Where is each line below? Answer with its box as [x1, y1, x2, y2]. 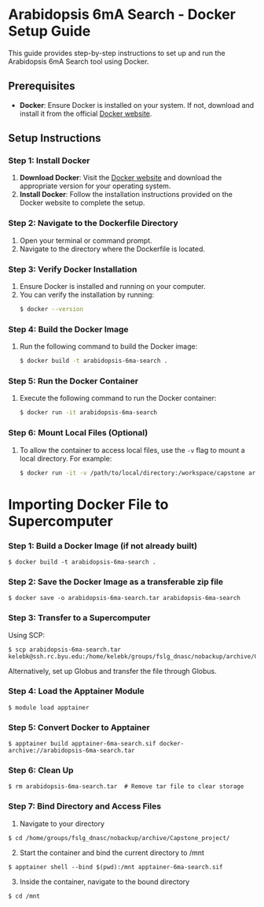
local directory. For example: [19, 453, 112, 463]
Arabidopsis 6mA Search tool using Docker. [8, 57, 149, 66]
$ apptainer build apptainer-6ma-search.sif [8, 740, 156, 748]
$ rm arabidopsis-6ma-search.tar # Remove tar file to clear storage [8, 783, 244, 790]
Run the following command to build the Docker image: [19, 342, 198, 351]
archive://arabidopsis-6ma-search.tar [8, 746, 135, 755]
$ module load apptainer [8, 703, 90, 712]
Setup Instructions [8, 131, 101, 145]
